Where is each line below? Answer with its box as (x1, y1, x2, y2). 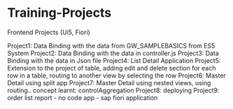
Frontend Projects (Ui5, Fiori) (7, 28, 91, 36)
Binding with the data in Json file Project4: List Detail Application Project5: (7, 56, 221, 64)
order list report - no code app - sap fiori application (7, 93, 158, 102)
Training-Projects (7, 5, 112, 21)
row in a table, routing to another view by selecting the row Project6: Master (7, 71, 226, 80)
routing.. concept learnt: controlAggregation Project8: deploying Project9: (7, 86, 220, 94)
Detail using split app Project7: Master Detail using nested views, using (7, 78, 211, 87)
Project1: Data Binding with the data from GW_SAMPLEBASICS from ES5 (7, 41, 216, 50)
